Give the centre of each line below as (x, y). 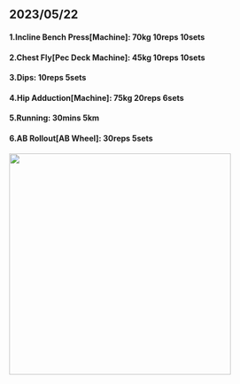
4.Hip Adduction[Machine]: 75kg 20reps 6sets (97, 97)
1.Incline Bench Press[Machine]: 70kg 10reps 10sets (107, 37)
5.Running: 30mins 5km (54, 118)
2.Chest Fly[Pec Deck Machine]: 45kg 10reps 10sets (107, 58)
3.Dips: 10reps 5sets (48, 78)
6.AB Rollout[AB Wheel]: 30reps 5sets (81, 138)
